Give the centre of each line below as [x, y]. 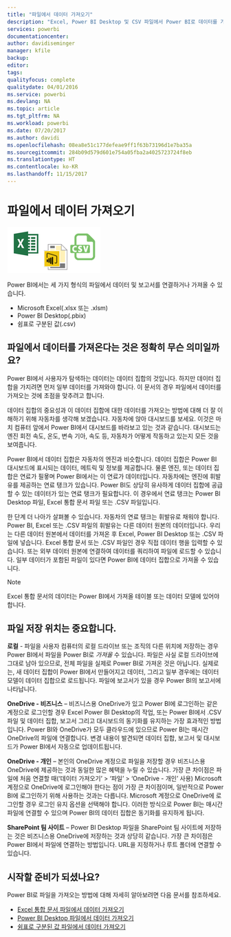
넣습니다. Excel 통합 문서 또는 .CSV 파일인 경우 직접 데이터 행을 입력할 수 [118, 542]
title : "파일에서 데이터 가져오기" [50, 14]
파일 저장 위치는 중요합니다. [62, 629]
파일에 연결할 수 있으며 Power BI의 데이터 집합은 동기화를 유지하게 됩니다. [106, 813]
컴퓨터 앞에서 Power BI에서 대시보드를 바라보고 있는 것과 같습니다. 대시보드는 [118, 427]
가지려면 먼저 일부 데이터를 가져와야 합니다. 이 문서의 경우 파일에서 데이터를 [121, 387]
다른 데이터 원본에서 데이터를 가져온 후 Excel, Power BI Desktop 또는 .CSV [115, 533]
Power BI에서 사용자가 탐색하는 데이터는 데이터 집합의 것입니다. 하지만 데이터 [111, 378]
